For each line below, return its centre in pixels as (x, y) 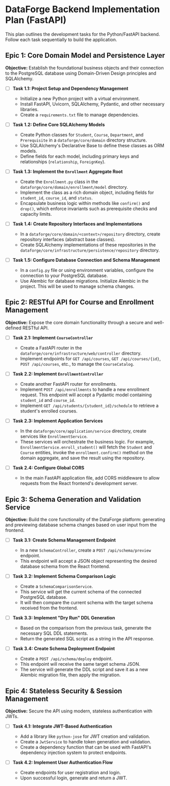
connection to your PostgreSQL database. (64, 276)
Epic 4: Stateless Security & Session (64, 691)
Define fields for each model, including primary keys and (79, 156)
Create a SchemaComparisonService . (57, 587)
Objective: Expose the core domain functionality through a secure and (79, 322)
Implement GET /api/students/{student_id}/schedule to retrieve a (89, 405)
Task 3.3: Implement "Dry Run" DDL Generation (64, 618)
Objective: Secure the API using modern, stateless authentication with (79, 711)
